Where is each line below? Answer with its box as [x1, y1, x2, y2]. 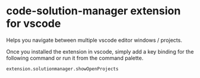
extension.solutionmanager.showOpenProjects [6, 65, 119, 72]
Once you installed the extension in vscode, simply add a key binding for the [6, 48, 194, 55]
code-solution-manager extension [6, 4, 181, 18]
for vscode [6, 17, 61, 30]
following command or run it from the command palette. [6, 54, 144, 61]
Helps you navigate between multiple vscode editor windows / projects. [6, 36, 183, 43]
